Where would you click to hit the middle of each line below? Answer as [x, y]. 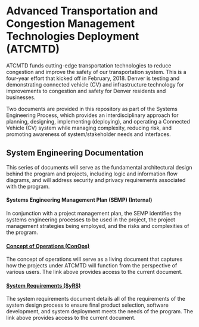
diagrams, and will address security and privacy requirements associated [96, 180]
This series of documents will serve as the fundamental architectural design [99, 167]
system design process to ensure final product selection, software [87, 305]
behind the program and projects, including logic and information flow [92, 174]
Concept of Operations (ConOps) [48, 246]
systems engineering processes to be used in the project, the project [91, 220]
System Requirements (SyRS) [43, 285]
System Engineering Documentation [75, 153]
